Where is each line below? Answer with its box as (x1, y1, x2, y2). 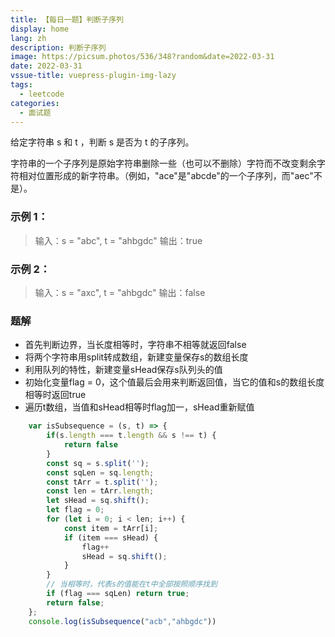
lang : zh (10, 33, 47, 43)
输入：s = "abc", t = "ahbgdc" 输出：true (34, 234, 203, 246)
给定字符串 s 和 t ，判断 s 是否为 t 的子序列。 (10, 136, 195, 148)
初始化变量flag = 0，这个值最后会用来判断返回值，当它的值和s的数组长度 (24, 376, 325, 388)
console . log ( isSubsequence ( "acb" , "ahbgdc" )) (28, 616, 217, 626)
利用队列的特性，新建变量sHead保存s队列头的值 (24, 364, 223, 376)
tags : (10, 80, 33, 90)
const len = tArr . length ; (46, 486, 155, 496)
